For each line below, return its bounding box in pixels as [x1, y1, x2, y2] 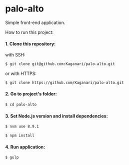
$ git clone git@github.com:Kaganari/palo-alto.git [5, 61, 115, 66]
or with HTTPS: [5, 70, 36, 76]
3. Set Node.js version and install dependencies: [5, 113, 108, 119]
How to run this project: [5, 29, 54, 35]
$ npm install [5, 133, 35, 138]
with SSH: [5, 52, 26, 58]
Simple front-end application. [5, 19, 65, 25]
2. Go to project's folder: [5, 91, 57, 97]
